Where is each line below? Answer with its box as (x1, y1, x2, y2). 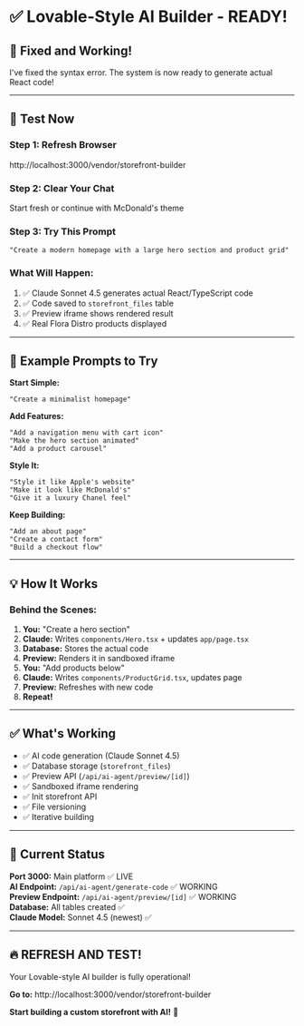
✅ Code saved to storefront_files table (22, 298, 175, 308)
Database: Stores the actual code (22, 643, 149, 654)
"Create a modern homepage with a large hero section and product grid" (9, 246, 290, 255)
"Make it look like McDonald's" (9, 485, 131, 495)
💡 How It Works (9, 576, 99, 591)
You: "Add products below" (22, 662, 125, 673)
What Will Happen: (9, 267, 94, 279)
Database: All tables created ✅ (9, 901, 125, 913)
